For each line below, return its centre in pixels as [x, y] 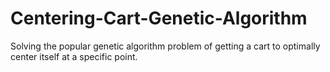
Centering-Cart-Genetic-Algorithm [159, 18]
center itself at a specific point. [74, 56]
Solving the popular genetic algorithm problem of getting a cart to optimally [165, 46]
